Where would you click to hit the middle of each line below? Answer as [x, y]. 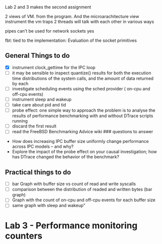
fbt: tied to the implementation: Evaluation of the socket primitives [71, 40]
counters [24, 236]
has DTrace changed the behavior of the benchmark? [65, 157]
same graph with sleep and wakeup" [49, 206]
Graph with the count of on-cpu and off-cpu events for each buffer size [84, 200]
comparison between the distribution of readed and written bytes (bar [82, 190]
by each [20, 83]
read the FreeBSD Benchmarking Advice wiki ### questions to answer [82, 132]
